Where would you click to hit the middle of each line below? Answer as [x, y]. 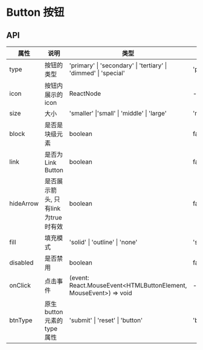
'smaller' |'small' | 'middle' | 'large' [118, 113]
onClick [20, 285]
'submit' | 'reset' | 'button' [106, 320]
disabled [21, 263]
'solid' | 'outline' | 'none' [103, 242]
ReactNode [85, 93]
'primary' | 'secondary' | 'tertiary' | [118, 66]
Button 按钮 [35, 12]
